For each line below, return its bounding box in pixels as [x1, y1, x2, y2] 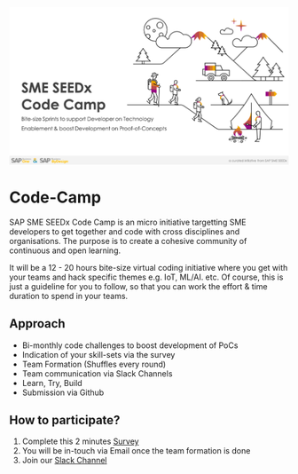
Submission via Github [21, 387, 105, 398]
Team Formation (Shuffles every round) [21, 359, 167, 369]
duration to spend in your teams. [9, 290, 129, 301]
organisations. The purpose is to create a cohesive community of [9, 235, 247, 246]
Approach [9, 316, 66, 331]
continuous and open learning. [9, 245, 122, 256]
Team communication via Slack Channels [21, 367, 173, 379]
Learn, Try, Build [21, 377, 82, 388]
